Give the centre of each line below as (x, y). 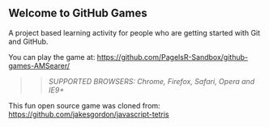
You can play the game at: (52, 57)
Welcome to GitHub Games (78, 13)
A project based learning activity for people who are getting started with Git (134, 32)
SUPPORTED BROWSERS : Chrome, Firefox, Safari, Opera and (152, 81)
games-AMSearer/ (39, 66)
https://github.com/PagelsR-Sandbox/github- (173, 57)
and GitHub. (28, 41)
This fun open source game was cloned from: (84, 105)
